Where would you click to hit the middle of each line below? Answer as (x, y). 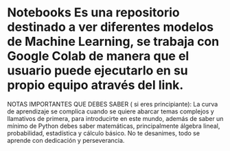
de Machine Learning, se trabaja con (113, 42)
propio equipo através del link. (95, 85)
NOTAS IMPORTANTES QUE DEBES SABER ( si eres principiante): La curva (113, 104)
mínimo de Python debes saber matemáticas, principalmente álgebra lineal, (114, 126)
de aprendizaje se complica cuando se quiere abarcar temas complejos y (111, 111)
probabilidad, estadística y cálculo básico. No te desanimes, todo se (104, 133)
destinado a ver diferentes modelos (111, 27)
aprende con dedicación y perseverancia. (66, 140)
